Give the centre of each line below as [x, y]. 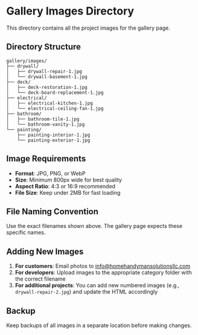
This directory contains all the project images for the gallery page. [88, 28]
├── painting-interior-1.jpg [54, 135]
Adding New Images [45, 251]
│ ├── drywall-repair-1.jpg [44, 71]
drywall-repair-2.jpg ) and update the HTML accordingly [86, 292]
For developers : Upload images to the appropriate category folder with [103, 273]
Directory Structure [44, 47]
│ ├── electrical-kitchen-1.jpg [50, 103]
